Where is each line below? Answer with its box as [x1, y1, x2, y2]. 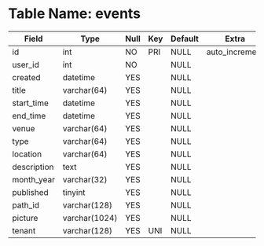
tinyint [62, 186, 86, 197]
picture [12, 212, 38, 223]
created [12, 72, 41, 83]
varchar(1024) [62, 212, 118, 223]
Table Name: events [8, 5, 141, 23]
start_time [12, 97, 49, 108]
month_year [12, 174, 55, 185]
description [12, 161, 54, 172]
